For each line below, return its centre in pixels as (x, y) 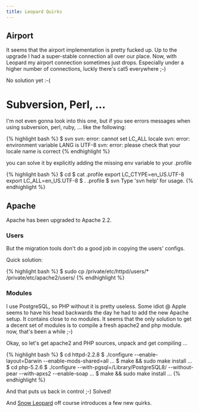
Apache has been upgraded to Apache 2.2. (59, 220)
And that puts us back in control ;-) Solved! (59, 391)
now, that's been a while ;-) (40, 331)
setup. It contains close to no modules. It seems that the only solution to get (99, 319)
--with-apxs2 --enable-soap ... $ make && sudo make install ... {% (100, 373)
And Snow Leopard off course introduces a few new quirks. (79, 402)
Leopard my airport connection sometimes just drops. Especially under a (95, 62)
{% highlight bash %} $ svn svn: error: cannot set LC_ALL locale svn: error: (98, 139)
